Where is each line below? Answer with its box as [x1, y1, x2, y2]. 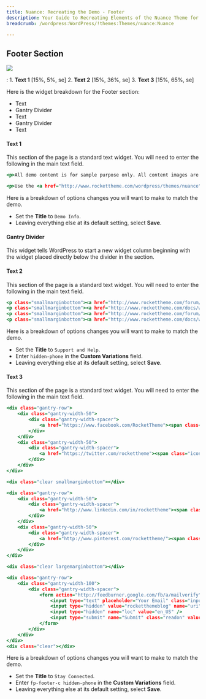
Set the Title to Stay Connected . [15, 673, 95, 680]
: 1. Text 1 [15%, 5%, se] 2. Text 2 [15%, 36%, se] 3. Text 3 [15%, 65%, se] [6, 76, 194, 83]
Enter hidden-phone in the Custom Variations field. [15, 353, 143, 360]
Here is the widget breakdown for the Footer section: [6, 88, 140, 96]
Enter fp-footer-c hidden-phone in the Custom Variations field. [15, 679, 176, 687]
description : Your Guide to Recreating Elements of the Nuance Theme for [6, 15, 199, 21]
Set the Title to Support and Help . [15, 346, 101, 353]
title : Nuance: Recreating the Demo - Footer [6, 9, 124, 15]
